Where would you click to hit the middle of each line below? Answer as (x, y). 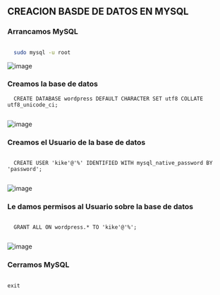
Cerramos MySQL (38, 265)
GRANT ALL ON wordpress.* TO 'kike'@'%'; (75, 227)
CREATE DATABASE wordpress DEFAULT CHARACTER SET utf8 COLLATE (108, 99)
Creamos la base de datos (53, 84)
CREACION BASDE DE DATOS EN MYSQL (98, 12)
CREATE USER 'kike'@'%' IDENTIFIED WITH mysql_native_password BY (113, 163)
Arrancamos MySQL (43, 32)
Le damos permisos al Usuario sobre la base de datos (100, 207)
